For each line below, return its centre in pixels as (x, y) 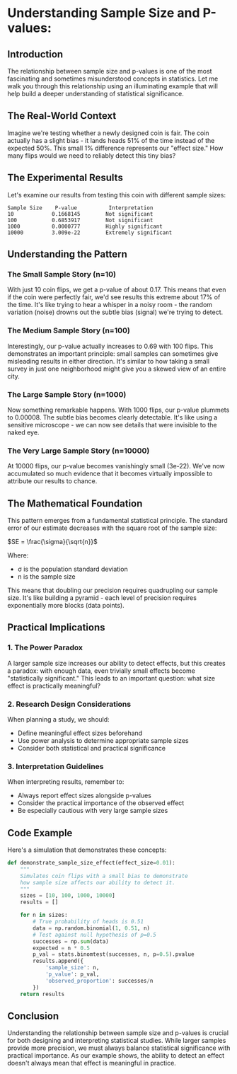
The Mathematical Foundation (75, 503)
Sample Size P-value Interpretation (80, 208)
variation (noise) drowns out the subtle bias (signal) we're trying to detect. (115, 312)
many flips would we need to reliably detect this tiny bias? (92, 155)
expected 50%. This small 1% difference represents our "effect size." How (115, 148)
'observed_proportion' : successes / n (99, 981)
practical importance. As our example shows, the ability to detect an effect (116, 1056)
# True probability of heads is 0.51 (88, 922)
